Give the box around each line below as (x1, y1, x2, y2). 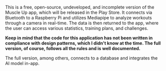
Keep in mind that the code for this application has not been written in (5, 35, 153, 41)
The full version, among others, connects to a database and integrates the (5, 55, 158, 61)
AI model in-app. (5, 61, 40, 66)
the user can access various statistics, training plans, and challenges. (5, 25, 148, 31)
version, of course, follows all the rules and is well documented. (5, 46, 141, 51)
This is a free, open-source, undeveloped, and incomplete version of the (5, 4, 154, 10)
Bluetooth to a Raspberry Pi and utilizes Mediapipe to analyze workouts (5, 15, 152, 20)
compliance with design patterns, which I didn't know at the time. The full (5, 40, 161, 46)
